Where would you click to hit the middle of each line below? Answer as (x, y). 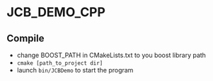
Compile (25, 38)
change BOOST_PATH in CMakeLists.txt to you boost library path (111, 55)
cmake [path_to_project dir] (60, 63)
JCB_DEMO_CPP (56, 12)
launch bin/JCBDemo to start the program (75, 70)
